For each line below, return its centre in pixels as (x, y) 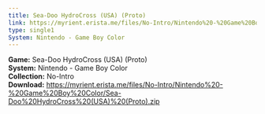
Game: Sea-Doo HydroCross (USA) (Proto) (78, 60)
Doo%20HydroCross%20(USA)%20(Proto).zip (84, 101)
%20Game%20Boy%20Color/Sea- (65, 93)
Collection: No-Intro (41, 76)
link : (17, 23)
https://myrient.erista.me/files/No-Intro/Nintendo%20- (134, 85)
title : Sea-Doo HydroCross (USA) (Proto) (77, 15)
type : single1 (32, 30)
